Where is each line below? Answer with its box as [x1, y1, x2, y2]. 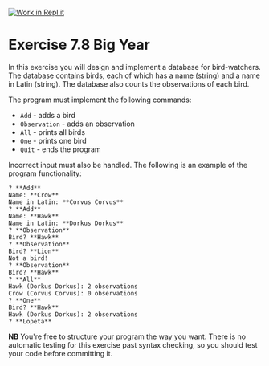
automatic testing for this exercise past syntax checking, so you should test [8, 340, 259, 349]
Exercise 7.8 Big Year [8, 36, 150, 54]
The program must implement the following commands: [8, 95, 192, 104]
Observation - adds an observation [19, 119, 135, 128]
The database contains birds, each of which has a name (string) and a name [8, 71, 261, 80]
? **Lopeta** [8, 317, 52, 325]
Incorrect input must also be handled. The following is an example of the [8, 160, 247, 169]
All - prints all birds [19, 127, 86, 136]
